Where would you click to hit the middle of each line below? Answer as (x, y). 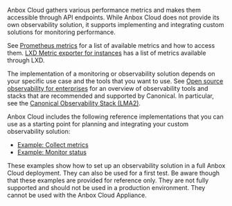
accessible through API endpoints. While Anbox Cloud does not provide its (113, 17)
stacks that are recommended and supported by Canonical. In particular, (111, 96)
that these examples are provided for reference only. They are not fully (108, 180)
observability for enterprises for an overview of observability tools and (108, 88)
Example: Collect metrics (53, 145)
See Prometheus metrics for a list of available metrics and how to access (111, 45)
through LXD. (26, 60)
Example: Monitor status (52, 152)
